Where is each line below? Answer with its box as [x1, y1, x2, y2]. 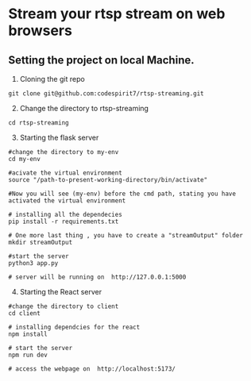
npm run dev [8, 351, 48, 359]
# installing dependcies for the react [8, 323, 141, 331]
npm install [8, 330, 48, 338]
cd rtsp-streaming [8, 119, 69, 127]
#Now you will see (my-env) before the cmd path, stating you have [8, 190, 237, 198]
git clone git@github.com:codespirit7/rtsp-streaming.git [8, 90, 204, 98]
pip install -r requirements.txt [8, 217, 119, 225]
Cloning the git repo [19, 75, 85, 83]
